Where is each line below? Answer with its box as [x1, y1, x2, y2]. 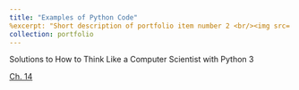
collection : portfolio [9, 29, 94, 38]
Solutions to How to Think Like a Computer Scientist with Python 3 [9, 54, 254, 65]
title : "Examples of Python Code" [9, 12, 139, 22]
